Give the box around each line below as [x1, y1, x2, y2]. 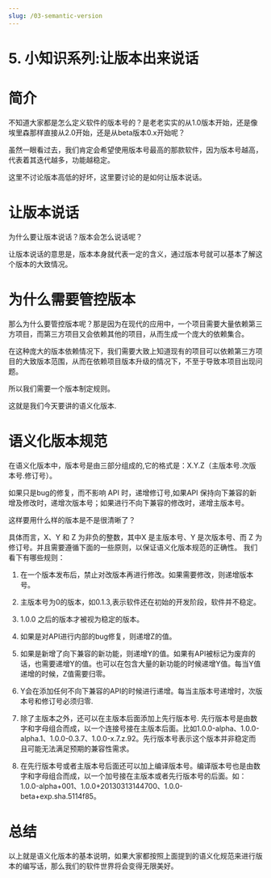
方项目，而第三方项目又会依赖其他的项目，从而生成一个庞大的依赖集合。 [8, 329, 248, 338]
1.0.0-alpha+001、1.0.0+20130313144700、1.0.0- [19, 781, 183, 791]
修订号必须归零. [41, 696, 94, 706]
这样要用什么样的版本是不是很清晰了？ [8, 515, 135, 524]
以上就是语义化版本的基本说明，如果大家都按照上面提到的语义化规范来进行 [8, 850, 256, 860]
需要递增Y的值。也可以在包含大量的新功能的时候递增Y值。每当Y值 [41, 659, 261, 668]
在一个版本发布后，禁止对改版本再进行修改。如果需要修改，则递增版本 [19, 570, 254, 579]
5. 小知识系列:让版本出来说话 [8, 49, 199, 67]
